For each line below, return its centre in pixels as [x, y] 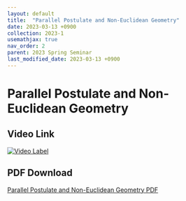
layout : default [31, 14]
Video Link [31, 134]
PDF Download [40, 173]
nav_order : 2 [26, 46]
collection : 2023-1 [36, 33]
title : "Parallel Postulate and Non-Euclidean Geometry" [93, 20]
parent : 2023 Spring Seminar [50, 53]
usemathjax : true [33, 40]
